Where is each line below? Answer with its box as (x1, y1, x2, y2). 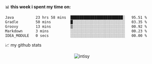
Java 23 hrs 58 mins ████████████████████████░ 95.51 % (5, 15, 147, 20)
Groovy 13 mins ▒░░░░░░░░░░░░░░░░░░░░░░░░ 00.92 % (5, 24, 147, 29)
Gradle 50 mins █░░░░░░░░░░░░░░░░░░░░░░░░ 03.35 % (5, 19, 147, 24)
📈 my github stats (5, 42, 42, 48)
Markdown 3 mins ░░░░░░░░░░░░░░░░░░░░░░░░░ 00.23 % (5, 29, 147, 33)
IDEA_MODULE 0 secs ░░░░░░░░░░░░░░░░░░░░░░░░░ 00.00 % (5, 33, 147, 38)
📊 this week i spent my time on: (5, 4, 71, 10)
